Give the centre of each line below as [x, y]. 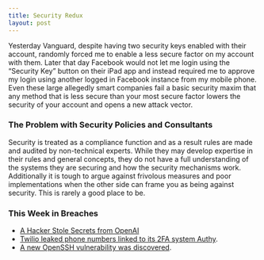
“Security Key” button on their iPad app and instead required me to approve [132, 71]
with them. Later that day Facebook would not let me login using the [119, 62]
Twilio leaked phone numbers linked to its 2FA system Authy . [119, 239]
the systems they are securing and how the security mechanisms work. [125, 167]
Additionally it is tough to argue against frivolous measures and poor [120, 176]
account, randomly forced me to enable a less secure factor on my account [131, 54]
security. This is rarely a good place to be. [77, 193]
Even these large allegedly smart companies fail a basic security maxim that [132, 87]
